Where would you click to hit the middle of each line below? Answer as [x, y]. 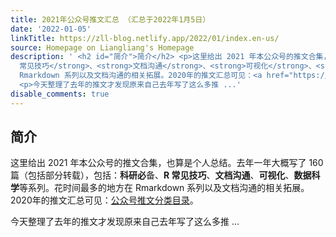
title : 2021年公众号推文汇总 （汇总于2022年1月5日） [110, 19]
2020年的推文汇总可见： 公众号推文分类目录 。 [104, 200]
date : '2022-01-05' [51, 29]
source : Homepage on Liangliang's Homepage [102, 47]
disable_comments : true [60, 94]
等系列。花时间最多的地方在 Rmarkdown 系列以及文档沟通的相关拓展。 [164, 188]
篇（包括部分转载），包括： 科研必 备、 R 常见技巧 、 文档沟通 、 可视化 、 [152, 175]
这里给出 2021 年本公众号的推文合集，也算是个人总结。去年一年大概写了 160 [167, 163]
